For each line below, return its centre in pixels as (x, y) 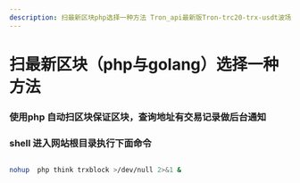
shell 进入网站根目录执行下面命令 (80, 143)
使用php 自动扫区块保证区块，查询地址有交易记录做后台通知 (138, 117)
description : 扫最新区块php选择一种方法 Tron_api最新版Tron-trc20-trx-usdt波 (147, 17)
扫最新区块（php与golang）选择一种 (144, 64)
